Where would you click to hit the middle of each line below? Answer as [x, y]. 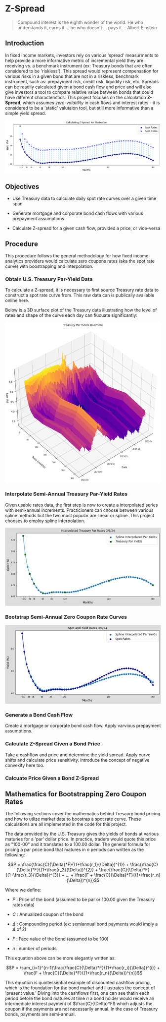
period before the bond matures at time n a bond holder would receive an [80, 998]
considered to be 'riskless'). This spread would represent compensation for [82, 71]
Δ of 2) [19, 929]
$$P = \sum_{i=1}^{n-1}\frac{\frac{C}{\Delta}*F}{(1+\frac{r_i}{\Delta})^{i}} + [83, 968]
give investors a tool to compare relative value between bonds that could [79, 92]
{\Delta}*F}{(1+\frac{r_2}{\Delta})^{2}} [55, 870]
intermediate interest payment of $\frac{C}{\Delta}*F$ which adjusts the [79, 1004]
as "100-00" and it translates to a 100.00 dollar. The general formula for [78, 844]
